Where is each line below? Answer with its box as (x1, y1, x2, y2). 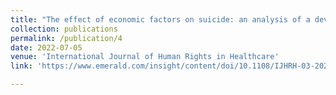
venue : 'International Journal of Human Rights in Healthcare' (10, 52, 280, 62)
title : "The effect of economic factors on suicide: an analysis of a (10, 14, 311, 25)
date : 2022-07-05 (10, 42, 83, 53)
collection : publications (10, 24, 118, 34)
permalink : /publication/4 (10, 33, 123, 43)
